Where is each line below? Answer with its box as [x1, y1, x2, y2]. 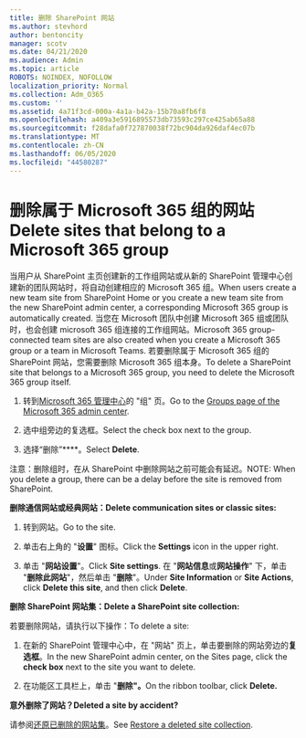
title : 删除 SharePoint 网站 [9, 13, 115, 23]
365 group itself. [9, 376, 71, 388]
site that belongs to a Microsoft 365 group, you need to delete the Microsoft [9, 367, 295, 378]
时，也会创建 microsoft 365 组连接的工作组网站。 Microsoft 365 [9, 324, 248, 335]
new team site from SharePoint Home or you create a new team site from [9, 292, 284, 303]
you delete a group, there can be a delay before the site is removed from [9, 474, 282, 485]
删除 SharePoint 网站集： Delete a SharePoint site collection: [9, 601, 240, 612]
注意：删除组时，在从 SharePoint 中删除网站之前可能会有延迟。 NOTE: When [9, 463, 296, 475]
